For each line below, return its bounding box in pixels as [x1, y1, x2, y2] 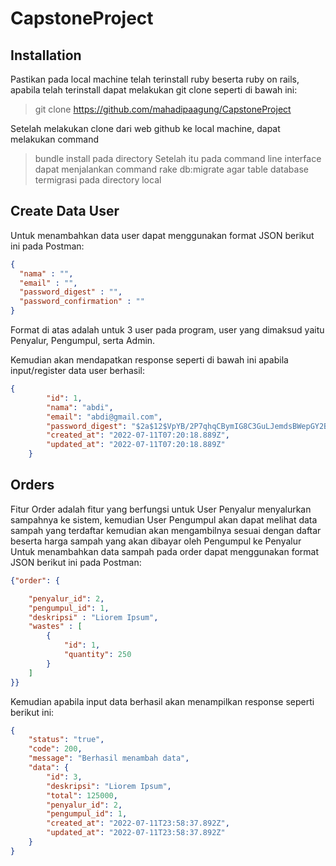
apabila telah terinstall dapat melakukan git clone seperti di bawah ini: [10, 84, 298, 96]
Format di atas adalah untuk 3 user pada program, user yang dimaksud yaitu [10, 324, 325, 336]
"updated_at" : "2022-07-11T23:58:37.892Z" [46, 828, 226, 838]
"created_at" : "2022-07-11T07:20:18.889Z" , [46, 430, 230, 441]
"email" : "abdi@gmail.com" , [46, 412, 163, 422]
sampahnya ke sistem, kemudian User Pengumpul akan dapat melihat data [10, 513, 318, 526]
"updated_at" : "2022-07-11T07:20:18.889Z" [46, 440, 226, 450]
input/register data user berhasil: [10, 365, 146, 377]
